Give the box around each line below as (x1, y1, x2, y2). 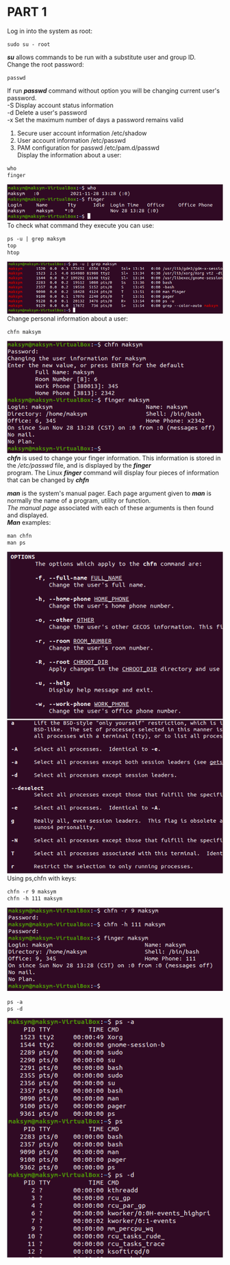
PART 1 (7, 4, 47, 20)
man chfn (7, 533, 32, 540)
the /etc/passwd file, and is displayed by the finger (7, 461, 152, 470)
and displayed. (7, 511, 49, 519)
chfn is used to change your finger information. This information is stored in (7, 454, 221, 462)
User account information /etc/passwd (16, 136, 127, 144)
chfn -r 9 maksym (7, 889, 57, 896)
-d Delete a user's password (7, 108, 88, 117)
